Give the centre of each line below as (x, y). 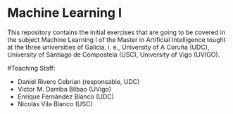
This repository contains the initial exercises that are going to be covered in (116, 32)
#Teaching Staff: (31, 68)
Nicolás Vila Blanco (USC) (55, 104)
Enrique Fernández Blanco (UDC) (66, 97)
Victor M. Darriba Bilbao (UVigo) (64, 89)
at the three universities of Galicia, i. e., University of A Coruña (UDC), (108, 47)
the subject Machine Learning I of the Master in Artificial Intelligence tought (117, 39)
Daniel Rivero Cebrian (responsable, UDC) (78, 81)
